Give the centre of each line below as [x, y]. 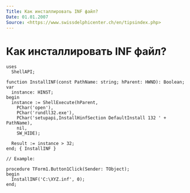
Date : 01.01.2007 [27, 17]
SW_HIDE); [29, 133]
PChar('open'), [35, 108]
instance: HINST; [33, 92]
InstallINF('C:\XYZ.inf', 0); [48, 180]
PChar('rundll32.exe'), [46, 113]
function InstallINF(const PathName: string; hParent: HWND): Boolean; [95, 82]
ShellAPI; [23, 72]
